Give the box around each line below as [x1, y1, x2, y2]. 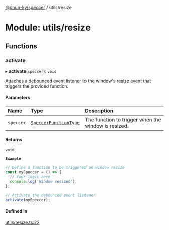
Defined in [5, 208, 28, 214]
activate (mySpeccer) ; [5, 197, 51, 202]
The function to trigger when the [84, 116, 161, 123]
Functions [5, 42, 38, 50]
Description [84, 107, 114, 114]
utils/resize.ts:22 [5, 219, 40, 225]
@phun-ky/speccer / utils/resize [5, 5, 72, 10]
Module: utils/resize [5, 22, 91, 33]
